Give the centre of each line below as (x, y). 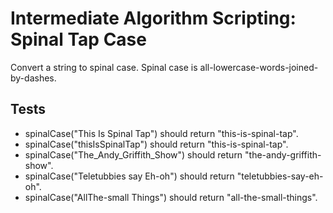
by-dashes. (33, 78)
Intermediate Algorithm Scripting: (153, 18)
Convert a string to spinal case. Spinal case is (104, 67)
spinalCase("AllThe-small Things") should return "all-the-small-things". (171, 197)
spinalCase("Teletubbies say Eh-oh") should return (129, 176)
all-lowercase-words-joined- (259, 67)
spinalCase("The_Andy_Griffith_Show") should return (133, 154)
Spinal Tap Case (78, 39)
